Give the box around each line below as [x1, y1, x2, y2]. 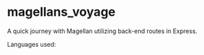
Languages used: [7, 40, 56, 48]
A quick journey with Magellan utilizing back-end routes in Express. [7, 27, 198, 35]
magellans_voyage [7, 4, 115, 20]
